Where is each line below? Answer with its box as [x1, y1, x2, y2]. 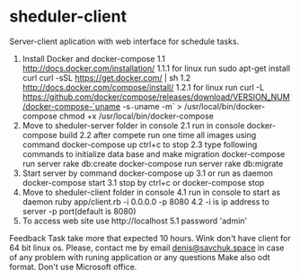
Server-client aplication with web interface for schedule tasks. [9, 36, 240, 47]
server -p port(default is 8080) [22, 205, 137, 216]
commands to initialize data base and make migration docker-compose [22, 148, 286, 159]
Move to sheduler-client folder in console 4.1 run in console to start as [22, 187, 281, 197]
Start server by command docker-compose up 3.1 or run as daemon [22, 168, 274, 179]
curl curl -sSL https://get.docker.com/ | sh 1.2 [22, 72, 191, 83]
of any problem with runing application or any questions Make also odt [9, 251, 270, 262]
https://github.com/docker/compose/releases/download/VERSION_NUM [22, 92, 290, 102]
